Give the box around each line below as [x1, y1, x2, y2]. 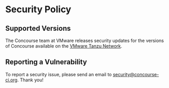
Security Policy [5, 4, 72, 15]
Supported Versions [5, 24, 71, 33]
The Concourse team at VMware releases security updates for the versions [5, 37, 164, 43]
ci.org [5, 77, 18, 83]
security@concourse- [112, 71, 159, 77]
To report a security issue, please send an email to [5, 71, 112, 77]
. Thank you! [17, 77, 44, 83]
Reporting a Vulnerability [5, 58, 87, 67]
